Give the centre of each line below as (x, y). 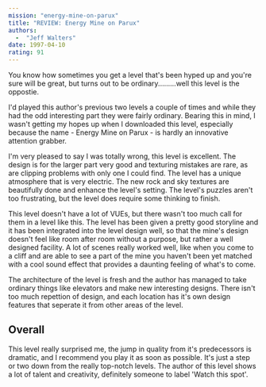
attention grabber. (38, 141)
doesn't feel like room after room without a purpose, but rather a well (121, 239)
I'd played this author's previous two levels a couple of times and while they (132, 107)
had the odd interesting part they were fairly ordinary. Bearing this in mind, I (132, 115)
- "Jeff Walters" (46, 38)
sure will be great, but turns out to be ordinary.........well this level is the (124, 83)
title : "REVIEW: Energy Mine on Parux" (74, 23)
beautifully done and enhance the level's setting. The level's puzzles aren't (131, 190)
